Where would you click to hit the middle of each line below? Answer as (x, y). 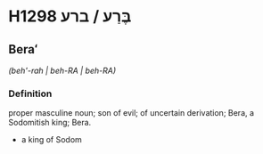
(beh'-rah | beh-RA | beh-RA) (62, 70)
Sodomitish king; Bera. (50, 123)
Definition (30, 93)
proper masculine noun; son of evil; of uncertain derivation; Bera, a (131, 113)
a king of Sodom (51, 140)
